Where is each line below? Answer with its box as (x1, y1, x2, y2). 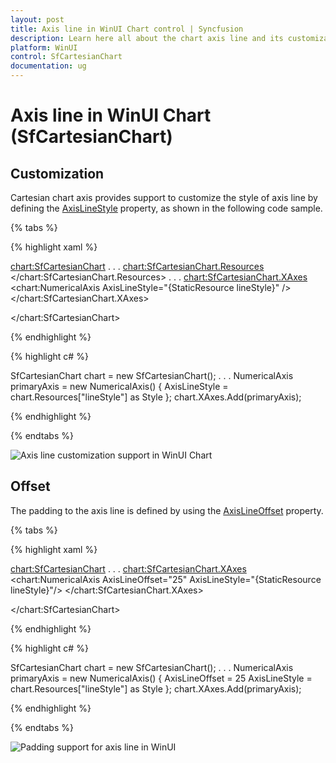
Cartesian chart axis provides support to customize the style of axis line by (10, 192, 318, 203)
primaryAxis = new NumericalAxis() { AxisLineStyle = (10, 381, 229, 392)
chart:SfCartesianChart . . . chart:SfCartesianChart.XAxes (10, 562, 247, 575)
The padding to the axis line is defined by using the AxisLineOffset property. (10, 504, 324, 516)
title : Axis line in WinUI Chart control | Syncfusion (10, 24, 244, 34)
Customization (10, 165, 105, 182)
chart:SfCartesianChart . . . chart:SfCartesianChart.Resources (10, 261, 265, 272)
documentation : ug (10, 61, 87, 71)
